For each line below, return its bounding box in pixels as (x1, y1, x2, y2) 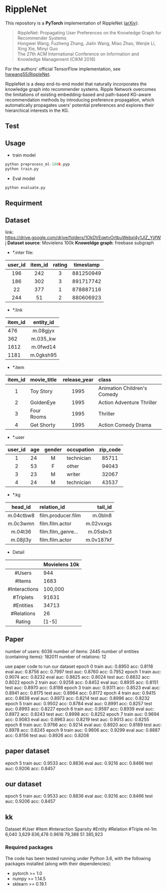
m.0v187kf (85, 536, 112, 543)
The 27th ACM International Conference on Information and (17, 51, 139, 57)
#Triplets (12, 593, 34, 600)
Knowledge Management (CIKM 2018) (17, 56, 96, 62)
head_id (11, 503, 31, 510)
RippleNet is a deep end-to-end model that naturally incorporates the (5, 81, 147, 87)
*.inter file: (12, 249, 34, 255)
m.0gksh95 (30, 351, 57, 358)
